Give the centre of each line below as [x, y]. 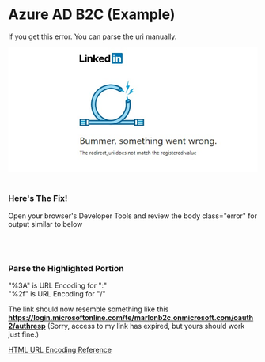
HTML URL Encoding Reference [60, 349]
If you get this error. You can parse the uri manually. [93, 36]
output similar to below [45, 224]
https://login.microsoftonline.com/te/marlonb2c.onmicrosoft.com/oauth [131, 317]
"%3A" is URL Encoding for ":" [58, 285]
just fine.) [24, 334]
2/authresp [27, 326]
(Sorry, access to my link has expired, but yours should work [146, 326]
